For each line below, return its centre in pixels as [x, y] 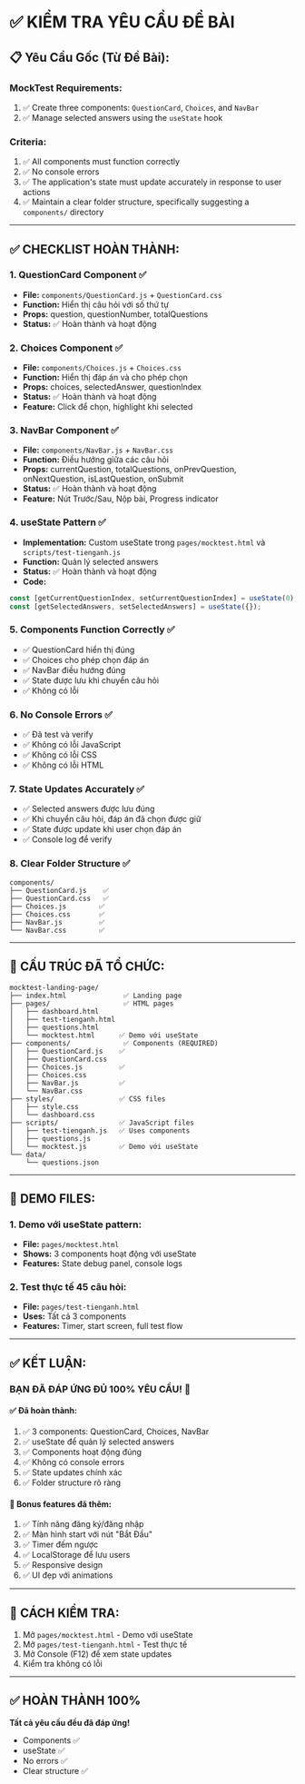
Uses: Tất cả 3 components [74, 1316]
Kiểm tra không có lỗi [62, 1664]
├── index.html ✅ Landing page [96, 996]
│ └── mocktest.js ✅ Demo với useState [104, 1146]
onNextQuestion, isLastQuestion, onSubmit [103, 479]
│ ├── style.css [44, 1106]
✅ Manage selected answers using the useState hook [123, 117]
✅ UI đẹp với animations [68, 1575]
